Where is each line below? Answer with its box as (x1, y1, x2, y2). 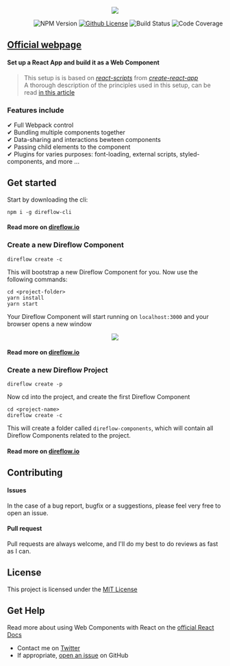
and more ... (45, 157, 80, 165)
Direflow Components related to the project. (7, 431, 131, 440)
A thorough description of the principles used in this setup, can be (23, 81, 211, 89)
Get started (7, 177, 57, 189)
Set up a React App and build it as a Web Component (7, 58, 159, 67)
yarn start (7, 300, 38, 307)
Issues (7, 486, 27, 495)
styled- (179, 150, 200, 158)
